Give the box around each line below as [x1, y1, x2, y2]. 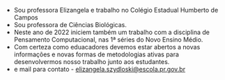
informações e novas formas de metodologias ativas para [13, 50, 180, 58]
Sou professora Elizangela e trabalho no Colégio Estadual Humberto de [13, 6, 219, 14]
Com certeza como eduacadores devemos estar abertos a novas [13, 43, 201, 51]
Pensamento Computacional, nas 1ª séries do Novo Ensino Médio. [13, 35, 203, 44]
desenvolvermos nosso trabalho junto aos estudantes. [13, 58, 170, 65]
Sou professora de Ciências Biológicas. [13, 21, 127, 29]
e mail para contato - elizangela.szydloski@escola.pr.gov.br [13, 65, 186, 73]
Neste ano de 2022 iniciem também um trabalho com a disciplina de [13, 28, 210, 36]
